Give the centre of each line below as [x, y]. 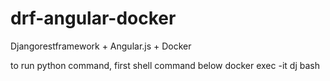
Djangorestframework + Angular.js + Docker [101, 46]
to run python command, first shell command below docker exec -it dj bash [165, 65]
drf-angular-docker [93, 18]
